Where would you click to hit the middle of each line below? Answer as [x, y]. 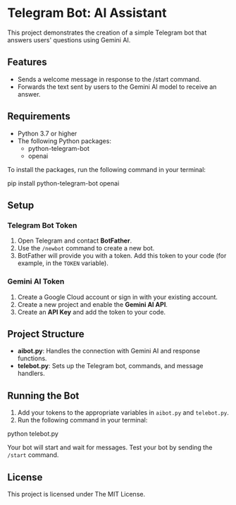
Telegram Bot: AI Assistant [87, 13]
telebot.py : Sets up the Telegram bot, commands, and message [110, 366]
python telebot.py [33, 434]
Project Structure [46, 334]
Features [27, 62]
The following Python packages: [64, 141]
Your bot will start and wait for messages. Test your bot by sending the [110, 448]
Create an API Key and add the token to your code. [92, 312]
